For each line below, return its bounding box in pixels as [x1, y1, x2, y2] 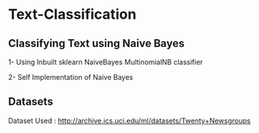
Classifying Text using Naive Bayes [8, 37, 185, 50]
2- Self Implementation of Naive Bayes [8, 73, 134, 81]
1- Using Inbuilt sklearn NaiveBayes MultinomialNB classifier [8, 57, 203, 66]
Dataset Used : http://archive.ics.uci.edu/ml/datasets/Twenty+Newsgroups [8, 116, 251, 125]
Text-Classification [8, 5, 137, 23]
